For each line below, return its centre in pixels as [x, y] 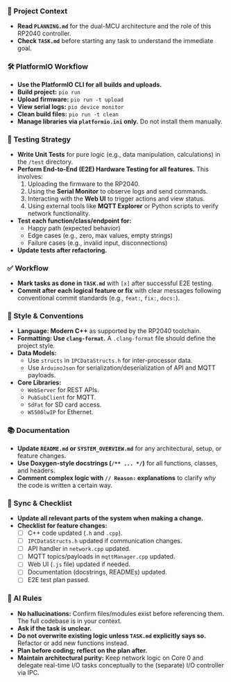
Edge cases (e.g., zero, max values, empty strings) [100, 235]
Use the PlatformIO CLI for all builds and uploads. [89, 84]
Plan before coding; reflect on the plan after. [82, 650]
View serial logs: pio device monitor [70, 106]
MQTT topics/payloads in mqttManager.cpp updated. [101, 556]
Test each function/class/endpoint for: [74, 221]
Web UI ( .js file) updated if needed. [79, 564]
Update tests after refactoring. [62, 250]
